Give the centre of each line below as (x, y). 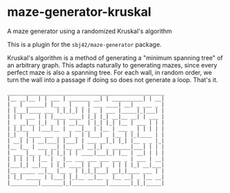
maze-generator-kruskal (79, 12)
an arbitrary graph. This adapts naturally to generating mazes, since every (112, 65)
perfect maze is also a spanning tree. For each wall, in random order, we (109, 72)
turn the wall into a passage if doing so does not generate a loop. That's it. (113, 79)
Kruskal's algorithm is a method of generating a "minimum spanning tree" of (115, 58)
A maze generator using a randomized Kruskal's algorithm (90, 31)
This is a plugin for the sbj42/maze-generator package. (84, 44)
